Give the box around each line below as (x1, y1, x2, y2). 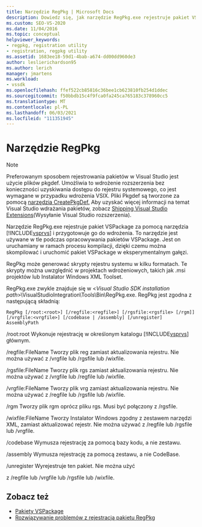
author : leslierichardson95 (6, 59, 77, 65)
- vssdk (6, 82, 26, 88)
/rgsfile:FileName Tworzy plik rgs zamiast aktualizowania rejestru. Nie (6, 367, 179, 374)
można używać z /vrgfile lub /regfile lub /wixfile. (6, 373, 126, 380)
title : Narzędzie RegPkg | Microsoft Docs (6, 8, 114, 15)
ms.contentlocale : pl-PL (6, 104, 69, 110)
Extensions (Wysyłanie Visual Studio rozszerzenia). (6, 212, 132, 219)
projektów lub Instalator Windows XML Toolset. (6, 273, 123, 280)
